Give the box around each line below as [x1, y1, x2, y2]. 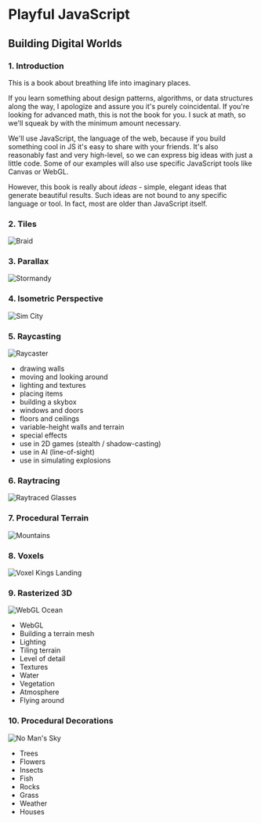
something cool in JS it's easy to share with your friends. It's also [8, 141, 219, 151]
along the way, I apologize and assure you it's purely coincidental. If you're [8, 101, 250, 111]
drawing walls [19, 364, 65, 374]
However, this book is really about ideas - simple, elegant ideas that [8, 182, 227, 192]
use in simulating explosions [19, 455, 111, 465]
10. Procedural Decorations [8, 715, 114, 726]
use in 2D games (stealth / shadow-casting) [19, 439, 161, 448]
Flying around [19, 696, 64, 705]
